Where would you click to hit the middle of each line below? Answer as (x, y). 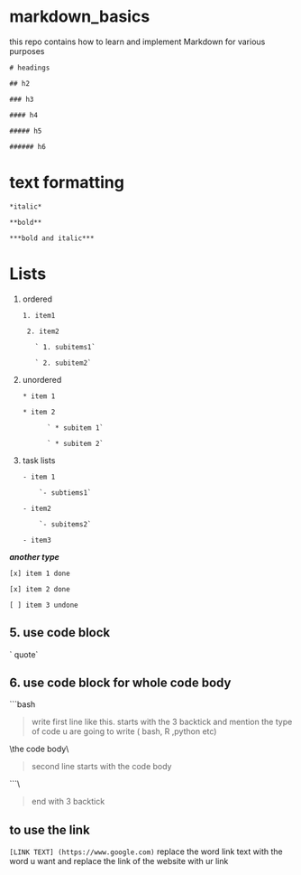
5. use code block (60, 633)
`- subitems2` (65, 524)
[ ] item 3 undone (44, 605)
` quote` (24, 654)
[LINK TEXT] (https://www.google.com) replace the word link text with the (146, 852)
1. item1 (39, 315)
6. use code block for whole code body (120, 683)
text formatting (67, 183)
